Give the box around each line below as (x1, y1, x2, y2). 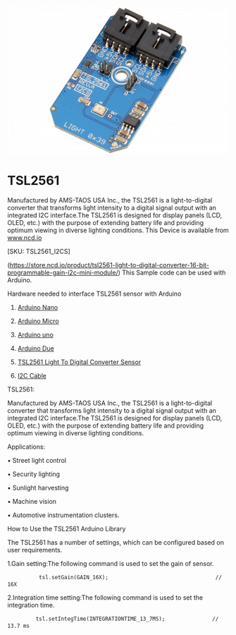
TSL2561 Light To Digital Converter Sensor (17, 358, 142, 366)
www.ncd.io (7, 233, 42, 242)
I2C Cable (17, 371, 47, 380)
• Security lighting (7, 469, 61, 478)
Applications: (7, 442, 46, 451)
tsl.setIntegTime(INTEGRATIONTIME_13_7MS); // (35, 615, 219, 622)
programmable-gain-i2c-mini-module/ (7, 268, 118, 277)
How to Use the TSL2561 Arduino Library (7, 524, 126, 533)
